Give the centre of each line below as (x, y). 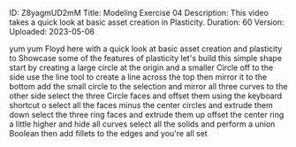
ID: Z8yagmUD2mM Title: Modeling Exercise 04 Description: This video (139, 13)
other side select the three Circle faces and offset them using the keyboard (146, 96)
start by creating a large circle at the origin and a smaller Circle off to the (141, 67)
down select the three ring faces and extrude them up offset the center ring (147, 115)
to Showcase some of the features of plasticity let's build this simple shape (146, 58)
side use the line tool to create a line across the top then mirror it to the (138, 77)
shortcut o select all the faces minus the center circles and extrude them (141, 105)
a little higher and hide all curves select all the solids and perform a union (142, 124)
